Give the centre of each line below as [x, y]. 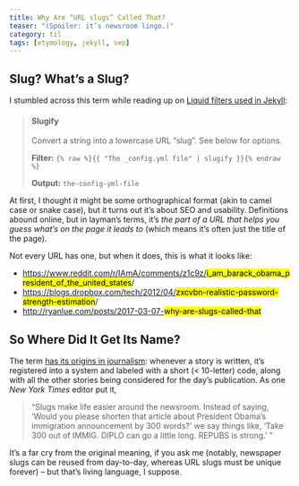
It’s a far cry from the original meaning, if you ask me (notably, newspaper [145, 453]
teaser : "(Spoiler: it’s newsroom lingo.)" [92, 26]
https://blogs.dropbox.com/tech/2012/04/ [99, 293]
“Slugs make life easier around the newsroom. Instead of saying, [150, 407]
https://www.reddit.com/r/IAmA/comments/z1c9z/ [115, 273]
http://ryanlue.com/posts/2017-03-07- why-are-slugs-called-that [141, 311]
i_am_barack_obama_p [248, 273]
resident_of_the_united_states [77, 283]
